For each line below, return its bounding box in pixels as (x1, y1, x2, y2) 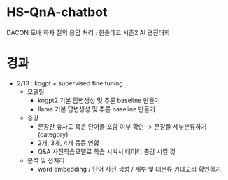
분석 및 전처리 (27, 155, 65, 165)
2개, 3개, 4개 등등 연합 (37, 138, 99, 147)
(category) (37, 130, 69, 139)
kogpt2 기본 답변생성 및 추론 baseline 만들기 (37, 96, 160, 104)
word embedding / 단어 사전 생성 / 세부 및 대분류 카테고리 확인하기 (37, 165, 222, 173)
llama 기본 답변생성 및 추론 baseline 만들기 (37, 104, 155, 113)
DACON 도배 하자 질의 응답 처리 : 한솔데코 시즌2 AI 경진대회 (6, 28, 171, 36)
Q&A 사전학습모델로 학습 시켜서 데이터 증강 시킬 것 (37, 147, 176, 155)
